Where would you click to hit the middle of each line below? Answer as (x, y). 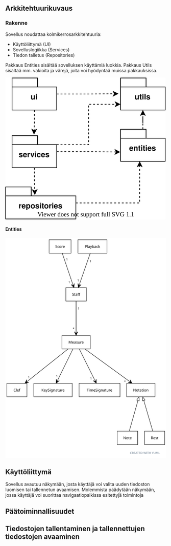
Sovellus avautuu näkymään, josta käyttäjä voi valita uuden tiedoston (78, 484)
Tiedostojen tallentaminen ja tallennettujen (75, 529)
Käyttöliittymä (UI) (32, 44)
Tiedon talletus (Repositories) (44, 55)
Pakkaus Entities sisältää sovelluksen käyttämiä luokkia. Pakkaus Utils (79, 65)
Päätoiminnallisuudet (40, 511)
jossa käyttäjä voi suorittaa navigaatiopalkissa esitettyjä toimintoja (75, 495)
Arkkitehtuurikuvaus (39, 8)
